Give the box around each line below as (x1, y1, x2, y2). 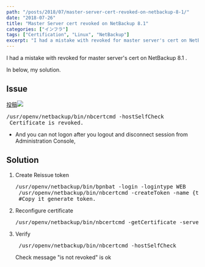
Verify (15, 230, 31, 238)
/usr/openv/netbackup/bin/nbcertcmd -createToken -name (18, 189, 189, 196)
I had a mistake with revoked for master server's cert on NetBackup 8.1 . (6, 55, 187, 61)
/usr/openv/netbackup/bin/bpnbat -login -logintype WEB (15, 183, 186, 190)
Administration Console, (15, 137, 76, 145)
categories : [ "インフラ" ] (6, 26, 68, 32)
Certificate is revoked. (9, 119, 84, 126)
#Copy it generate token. (18, 195, 96, 202)
